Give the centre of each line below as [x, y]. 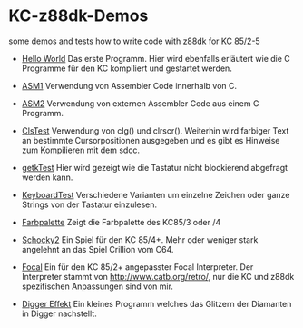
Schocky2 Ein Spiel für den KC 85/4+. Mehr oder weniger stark [140, 239]
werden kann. [47, 177]
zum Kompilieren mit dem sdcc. [80, 150]
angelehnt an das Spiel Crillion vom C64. [98, 249]
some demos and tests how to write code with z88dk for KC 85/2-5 [134, 41]
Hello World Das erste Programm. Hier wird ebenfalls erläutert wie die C [156, 58]
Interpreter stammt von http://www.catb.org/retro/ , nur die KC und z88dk [158, 276]
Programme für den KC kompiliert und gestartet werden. [127, 68]
